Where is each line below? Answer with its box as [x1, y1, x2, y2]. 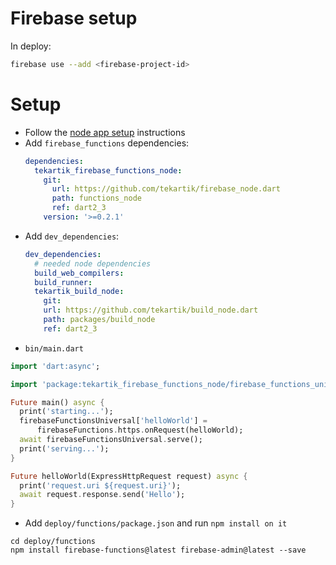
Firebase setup [10, 7, 138, 30]
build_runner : [34, 277, 93, 287]
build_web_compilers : [34, 268, 125, 278]
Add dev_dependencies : [24, 230, 120, 242]
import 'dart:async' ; [10, 361, 101, 371]
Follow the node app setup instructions [24, 126, 186, 138]
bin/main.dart [24, 343, 84, 354]
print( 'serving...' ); [19, 443, 110, 454]
